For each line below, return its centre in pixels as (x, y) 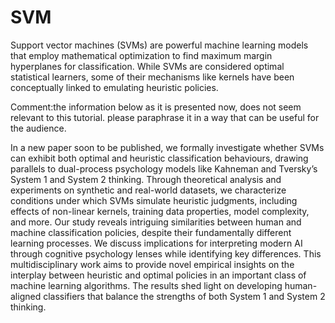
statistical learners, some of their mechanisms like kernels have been (152, 77)
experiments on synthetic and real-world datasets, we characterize (148, 190)
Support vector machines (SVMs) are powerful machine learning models (159, 45)
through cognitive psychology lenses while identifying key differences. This (166, 253)
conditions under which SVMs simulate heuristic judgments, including (154, 200)
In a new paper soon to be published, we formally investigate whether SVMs (167, 147)
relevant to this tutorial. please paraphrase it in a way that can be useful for (165, 117)
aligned (26, 296)
